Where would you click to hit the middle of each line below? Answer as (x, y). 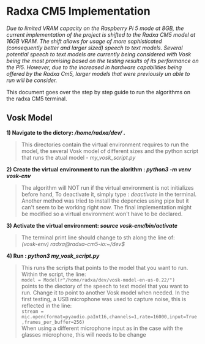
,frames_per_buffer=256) (53, 322)
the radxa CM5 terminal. (37, 99)
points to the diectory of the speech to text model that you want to (105, 286)
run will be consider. (32, 80)
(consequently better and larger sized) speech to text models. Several (95, 48)
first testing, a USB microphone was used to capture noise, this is (104, 299)
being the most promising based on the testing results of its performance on (102, 61)
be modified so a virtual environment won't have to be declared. (102, 214)
